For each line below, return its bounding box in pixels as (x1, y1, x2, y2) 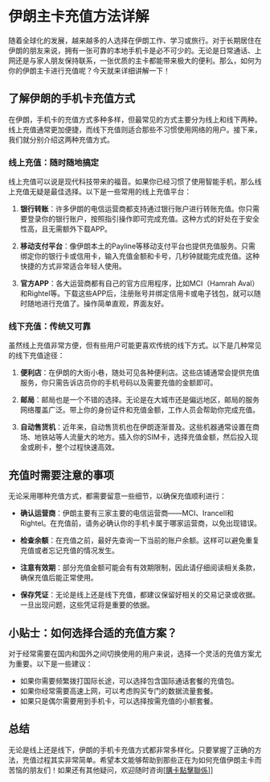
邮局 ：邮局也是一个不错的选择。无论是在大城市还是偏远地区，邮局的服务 (19, 395, 260, 405)
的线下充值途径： (8, 351, 65, 360)
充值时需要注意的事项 (8, 468, 114, 482)
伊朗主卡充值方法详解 (8, 7, 150, 26)
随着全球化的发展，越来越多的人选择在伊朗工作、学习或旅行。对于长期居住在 (8, 35, 262, 45)
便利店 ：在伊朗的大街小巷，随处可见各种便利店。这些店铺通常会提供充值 (19, 368, 260, 377)
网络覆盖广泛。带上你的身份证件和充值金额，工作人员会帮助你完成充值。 (19, 405, 260, 415)
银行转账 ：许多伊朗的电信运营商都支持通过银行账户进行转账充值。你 (19, 204, 246, 214)
